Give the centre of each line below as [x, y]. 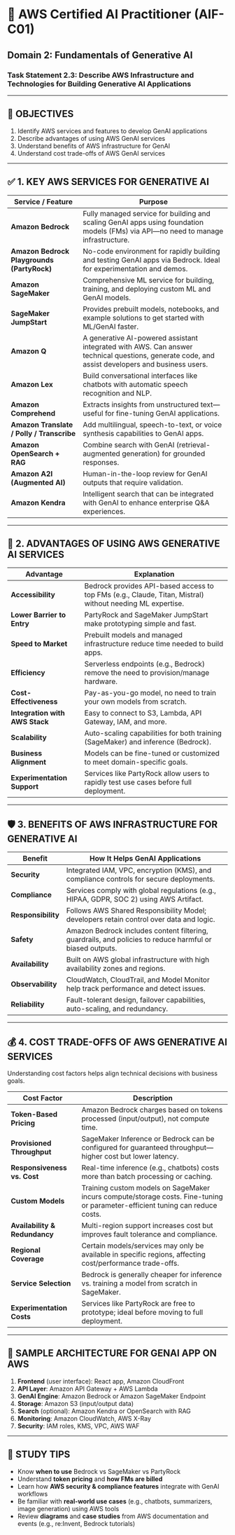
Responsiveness [39, 1168]
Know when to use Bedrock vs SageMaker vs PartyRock [99, 1471]
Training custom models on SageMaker [146, 1187]
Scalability [29, 737]
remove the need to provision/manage [147, 673]
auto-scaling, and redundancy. [117, 1009]
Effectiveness [34, 702]
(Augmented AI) [38, 482]
